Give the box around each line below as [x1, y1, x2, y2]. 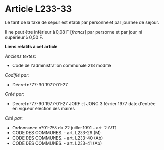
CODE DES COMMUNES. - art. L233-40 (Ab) [12, 135, 103, 141]
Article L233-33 [5, 3, 72, 15]
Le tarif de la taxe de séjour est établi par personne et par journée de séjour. [5, 20, 160, 25]
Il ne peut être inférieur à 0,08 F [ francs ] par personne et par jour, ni [5, 29, 142, 35]
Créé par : [5, 91, 25, 97]
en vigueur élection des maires [12, 106, 75, 111]
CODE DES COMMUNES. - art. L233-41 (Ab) [12, 140, 102, 146]
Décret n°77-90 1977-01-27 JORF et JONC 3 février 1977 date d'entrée [12, 100, 156, 106]
